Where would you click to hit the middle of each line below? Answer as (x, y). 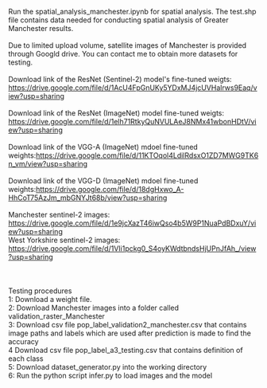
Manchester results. (41, 28)
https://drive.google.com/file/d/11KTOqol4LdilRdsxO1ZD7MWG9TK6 (147, 155)
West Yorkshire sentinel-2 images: (64, 240)
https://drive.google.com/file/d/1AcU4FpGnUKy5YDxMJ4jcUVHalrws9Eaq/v (133, 88)
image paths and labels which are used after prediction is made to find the (130, 333)
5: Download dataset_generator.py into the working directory (108, 367)
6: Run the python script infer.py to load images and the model (110, 375)
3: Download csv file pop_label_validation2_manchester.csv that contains (128, 325)
